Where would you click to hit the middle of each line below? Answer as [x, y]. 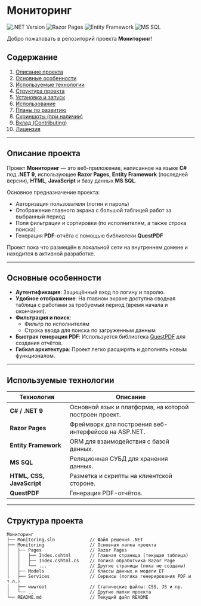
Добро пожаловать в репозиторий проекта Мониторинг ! [80, 38]
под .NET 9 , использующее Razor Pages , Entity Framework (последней [98, 174]
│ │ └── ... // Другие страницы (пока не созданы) [96, 566]
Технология [37, 397]
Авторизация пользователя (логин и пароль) [72, 203]
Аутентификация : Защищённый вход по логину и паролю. [90, 292]
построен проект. [95, 415]
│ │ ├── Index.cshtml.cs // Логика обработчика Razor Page [91, 561]
